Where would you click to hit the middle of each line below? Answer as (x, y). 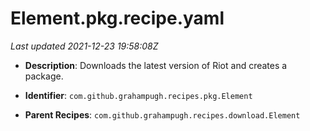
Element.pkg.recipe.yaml (117, 18)
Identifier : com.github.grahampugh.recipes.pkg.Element (138, 95)
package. (44, 76)
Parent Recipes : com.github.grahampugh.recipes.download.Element (162, 114)
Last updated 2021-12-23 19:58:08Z (84, 46)
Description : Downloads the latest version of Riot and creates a (156, 65)
